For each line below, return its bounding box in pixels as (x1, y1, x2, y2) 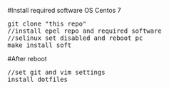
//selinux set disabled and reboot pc (7, 34, 143, 42)
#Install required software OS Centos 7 (7, 6, 121, 14)
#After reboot (7, 55, 48, 63)
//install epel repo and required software (7, 27, 162, 35)
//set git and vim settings (7, 68, 106, 76)
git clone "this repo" (7, 20, 87, 28)
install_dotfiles (7, 75, 68, 83)
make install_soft (7, 41, 72, 49)
